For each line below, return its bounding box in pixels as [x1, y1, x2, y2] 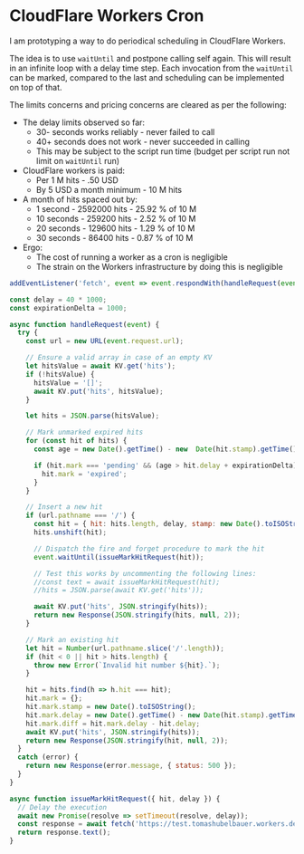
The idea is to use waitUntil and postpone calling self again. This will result [9, 53, 291, 63]
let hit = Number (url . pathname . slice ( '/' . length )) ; [25, 644, 224, 653]
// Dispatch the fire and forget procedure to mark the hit [33, 544, 265, 553]
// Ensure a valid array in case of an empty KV [25, 353, 213, 362]
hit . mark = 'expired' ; [42, 469, 128, 478]
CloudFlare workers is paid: [22, 165, 125, 176]
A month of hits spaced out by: [22, 194, 138, 205]
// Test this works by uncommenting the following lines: [33, 569, 257, 578]
